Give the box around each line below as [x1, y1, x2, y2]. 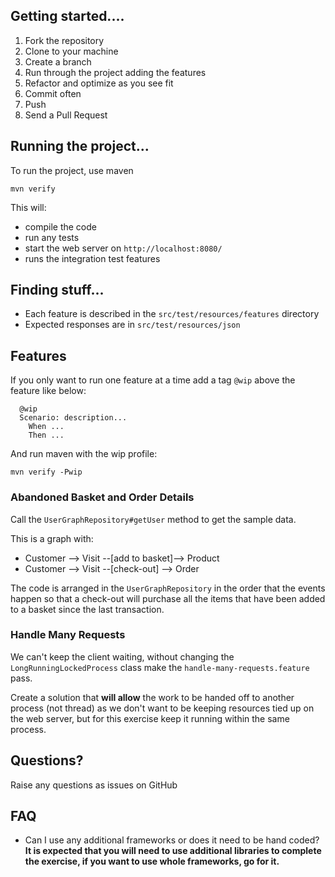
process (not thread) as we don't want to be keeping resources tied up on [10, 702, 315, 714]
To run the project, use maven [10, 164, 134, 176]
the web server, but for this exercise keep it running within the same [10, 712, 290, 724]
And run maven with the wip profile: [10, 448, 158, 460]
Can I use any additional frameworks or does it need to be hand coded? [24, 834, 320, 846]
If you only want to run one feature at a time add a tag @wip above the [10, 374, 296, 386]
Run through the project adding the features [24, 66, 207, 78]
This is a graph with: [10, 532, 94, 544]
